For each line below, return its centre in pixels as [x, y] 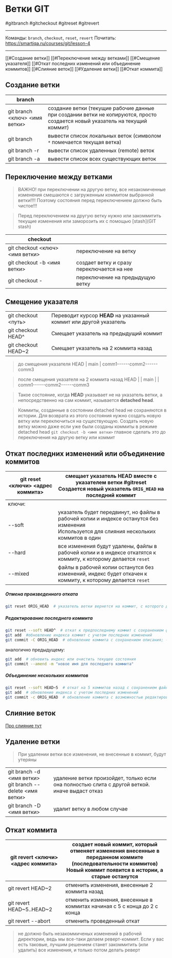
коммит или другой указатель [89, 322]
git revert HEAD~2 [30, 888]
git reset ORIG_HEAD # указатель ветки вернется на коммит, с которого [84, 606]
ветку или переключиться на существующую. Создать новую [85, 421]
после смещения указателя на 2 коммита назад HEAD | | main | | [89, 379]
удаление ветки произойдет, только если [105, 778]
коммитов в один [80, 538]
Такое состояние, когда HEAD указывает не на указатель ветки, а [90, 395]
